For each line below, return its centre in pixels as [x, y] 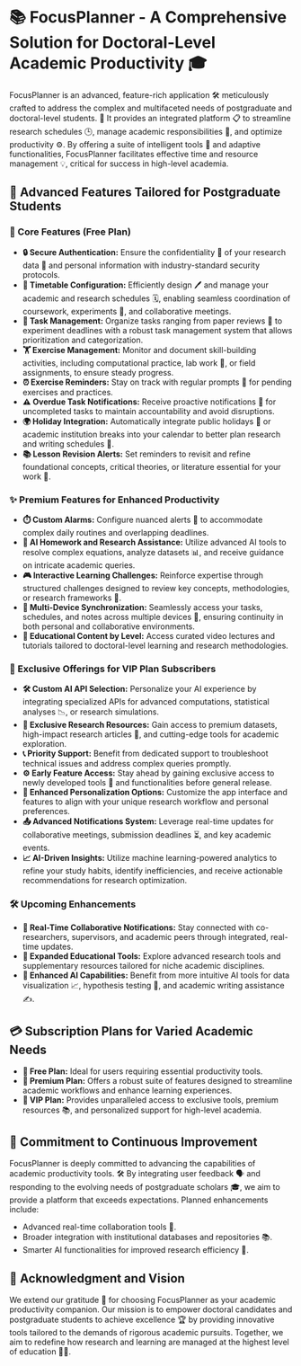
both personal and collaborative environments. [109, 626]
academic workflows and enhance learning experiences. [127, 1091]
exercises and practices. [68, 392]
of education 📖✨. [40, 1351]
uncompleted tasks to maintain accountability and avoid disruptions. [149, 411]
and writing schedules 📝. [68, 444]
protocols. [41, 274]
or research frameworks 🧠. [72, 598]
